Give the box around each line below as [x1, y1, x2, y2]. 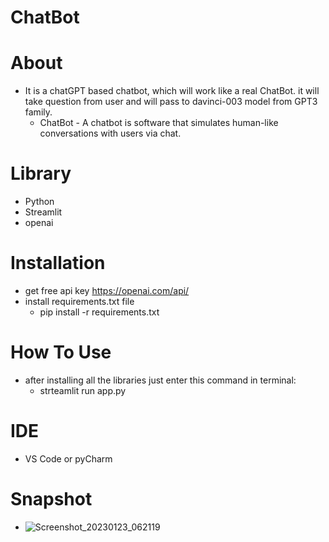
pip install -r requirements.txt [39, 306, 160, 318]
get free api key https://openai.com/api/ [24, 285, 190, 296]
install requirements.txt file [24, 296, 135, 307]
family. [24, 106, 53, 118]
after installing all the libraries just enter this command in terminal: [24, 374, 297, 386]
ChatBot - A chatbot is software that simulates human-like [39, 117, 279, 129]
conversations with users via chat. [39, 127, 182, 140]
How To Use [10, 341, 112, 364]
